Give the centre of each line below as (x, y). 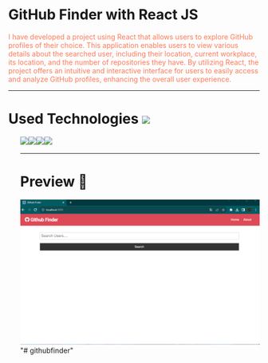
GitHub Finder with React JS (103, 15)
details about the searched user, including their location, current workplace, (133, 53)
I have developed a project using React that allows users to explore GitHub (131, 37)
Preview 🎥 (53, 182)
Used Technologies (74, 119)
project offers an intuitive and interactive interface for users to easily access (134, 70)
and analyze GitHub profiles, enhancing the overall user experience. (120, 79)
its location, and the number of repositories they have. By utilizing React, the (134, 62)
